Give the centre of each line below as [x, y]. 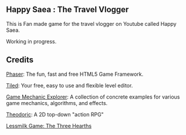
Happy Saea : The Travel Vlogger [67, 10]
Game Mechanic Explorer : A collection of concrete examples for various [93, 97]
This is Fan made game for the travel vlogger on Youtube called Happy [92, 23]
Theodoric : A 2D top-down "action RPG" [55, 114]
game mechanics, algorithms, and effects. [57, 103]
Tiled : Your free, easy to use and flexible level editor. [70, 85]
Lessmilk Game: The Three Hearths [49, 126]
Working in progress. [31, 41]
